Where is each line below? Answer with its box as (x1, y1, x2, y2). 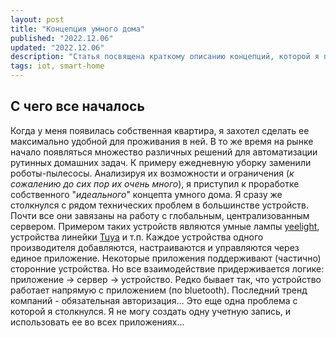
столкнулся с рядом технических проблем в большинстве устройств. (10, 199, 309, 211)
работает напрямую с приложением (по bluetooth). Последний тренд (10, 284, 308, 296)
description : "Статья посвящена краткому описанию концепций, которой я (10, 52, 320, 62)
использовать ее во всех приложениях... (10, 316, 185, 328)
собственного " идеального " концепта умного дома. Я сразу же (10, 188, 283, 200)
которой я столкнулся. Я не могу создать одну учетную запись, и (10, 305, 292, 317)
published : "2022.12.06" (10, 33, 114, 43)
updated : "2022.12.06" (10, 42, 105, 53)
